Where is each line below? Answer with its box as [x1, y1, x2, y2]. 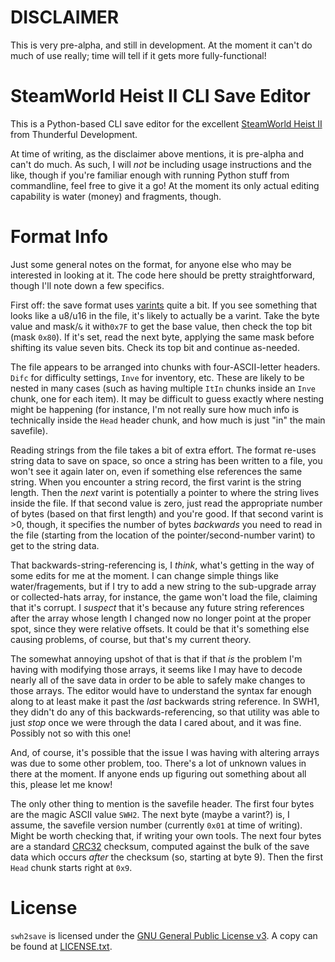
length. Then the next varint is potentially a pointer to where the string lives [10, 486, 320, 498]
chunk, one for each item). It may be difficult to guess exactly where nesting [10, 392, 325, 405]
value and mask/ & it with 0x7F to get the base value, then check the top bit [10, 320, 313, 332]
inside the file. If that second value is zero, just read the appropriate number [10, 497, 323, 509]
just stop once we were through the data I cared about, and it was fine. [10, 716, 302, 728]
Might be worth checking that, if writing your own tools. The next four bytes [10, 829, 322, 841]
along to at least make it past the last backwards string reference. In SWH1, [10, 695, 320, 707]
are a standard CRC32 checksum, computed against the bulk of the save [10, 840, 310, 852]
